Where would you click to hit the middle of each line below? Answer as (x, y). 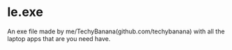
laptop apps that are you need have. (59, 38)
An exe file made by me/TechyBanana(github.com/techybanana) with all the (116, 31)
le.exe (25, 12)
